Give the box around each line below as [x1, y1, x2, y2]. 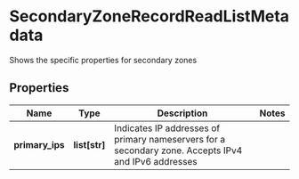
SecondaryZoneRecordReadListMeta [9, 6, 290, 27]
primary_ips [13, 138, 65, 151]
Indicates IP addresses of [114, 122, 221, 134]
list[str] [73, 138, 106, 151]
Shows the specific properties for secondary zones [9, 54, 198, 65]
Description [157, 107, 208, 119]
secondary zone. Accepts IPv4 [114, 144, 243, 157]
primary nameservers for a [114, 133, 225, 145]
